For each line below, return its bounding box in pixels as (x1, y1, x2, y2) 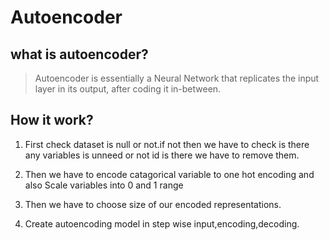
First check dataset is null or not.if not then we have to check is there (24, 138, 310, 150)
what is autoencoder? (10, 46, 149, 63)
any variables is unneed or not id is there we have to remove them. (24, 149, 300, 161)
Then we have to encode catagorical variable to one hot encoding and (24, 168, 315, 180)
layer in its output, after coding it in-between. (34, 83, 222, 95)
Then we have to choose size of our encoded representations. (24, 198, 282, 210)
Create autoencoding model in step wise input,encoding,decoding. (24, 217, 300, 230)
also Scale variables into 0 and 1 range (24, 179, 184, 191)
